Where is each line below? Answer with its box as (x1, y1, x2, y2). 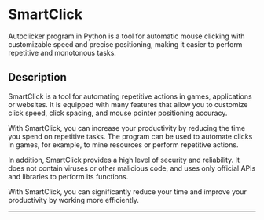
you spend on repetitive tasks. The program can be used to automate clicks (8, 132, 253, 141)
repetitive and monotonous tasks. (8, 48, 116, 57)
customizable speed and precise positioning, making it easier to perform (8, 39, 243, 49)
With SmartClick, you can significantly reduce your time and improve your (8, 186, 247, 197)
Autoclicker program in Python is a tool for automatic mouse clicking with (8, 31, 245, 41)
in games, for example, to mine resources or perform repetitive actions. (8, 139, 239, 150)
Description (8, 70, 67, 84)
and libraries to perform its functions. (8, 171, 129, 181)
